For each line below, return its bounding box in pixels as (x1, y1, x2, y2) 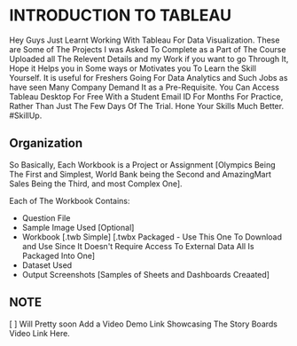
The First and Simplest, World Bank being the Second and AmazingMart (9, 169, 272, 179)
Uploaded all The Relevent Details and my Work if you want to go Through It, (9, 53, 289, 64)
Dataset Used (21, 259, 73, 271)
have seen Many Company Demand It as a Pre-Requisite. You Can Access (9, 82, 279, 92)
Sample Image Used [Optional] (21, 222, 135, 232)
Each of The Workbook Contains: (9, 195, 130, 206)
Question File (21, 212, 71, 223)
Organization (9, 136, 82, 151)
